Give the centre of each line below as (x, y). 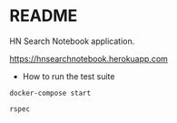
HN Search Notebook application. (72, 41)
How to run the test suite (69, 76)
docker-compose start (50, 93)
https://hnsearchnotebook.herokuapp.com (88, 58)
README (44, 16)
